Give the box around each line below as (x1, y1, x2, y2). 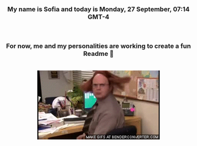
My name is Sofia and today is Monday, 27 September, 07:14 (7, 5, 190, 13)
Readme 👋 (83, 50, 114, 58)
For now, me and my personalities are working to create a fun (6, 42, 191, 50)
